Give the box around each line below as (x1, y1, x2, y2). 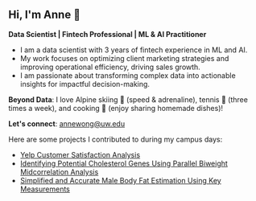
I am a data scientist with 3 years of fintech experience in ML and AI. (19, 45, 248, 55)
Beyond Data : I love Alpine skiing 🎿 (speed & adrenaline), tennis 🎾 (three (8, 94, 248, 105)
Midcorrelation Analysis (19, 166, 99, 177)
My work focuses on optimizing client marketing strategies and (19, 53, 229, 63)
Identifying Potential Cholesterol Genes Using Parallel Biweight (19, 158, 228, 168)
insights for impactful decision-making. (19, 79, 151, 88)
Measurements (19, 184, 71, 194)
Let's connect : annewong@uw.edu (8, 118, 126, 129)
